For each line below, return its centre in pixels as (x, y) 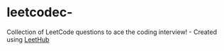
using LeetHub (28, 39)
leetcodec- (40, 12)
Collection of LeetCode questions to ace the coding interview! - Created (112, 32)
